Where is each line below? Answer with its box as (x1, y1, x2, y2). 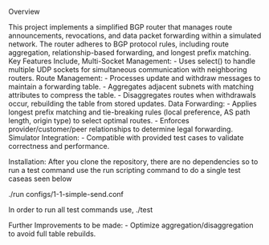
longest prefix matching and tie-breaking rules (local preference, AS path (8, 107, 251, 117)
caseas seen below (8, 174, 72, 183)
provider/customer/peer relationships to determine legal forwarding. (8, 124, 234, 134)
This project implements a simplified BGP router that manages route (8, 22, 233, 31)
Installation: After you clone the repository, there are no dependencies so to (8, 157, 259, 167)
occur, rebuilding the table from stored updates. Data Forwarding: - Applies (8, 99, 257, 108)
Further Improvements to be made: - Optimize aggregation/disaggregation (8, 220, 254, 230)
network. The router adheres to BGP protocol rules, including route (8, 39, 229, 49)
